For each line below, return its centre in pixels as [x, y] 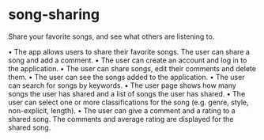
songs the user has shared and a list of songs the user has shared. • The [127, 93]
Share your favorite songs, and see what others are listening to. [111, 36]
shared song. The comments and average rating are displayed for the [121, 119]
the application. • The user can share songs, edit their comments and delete [132, 68]
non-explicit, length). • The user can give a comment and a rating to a [122, 110]
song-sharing [54, 15]
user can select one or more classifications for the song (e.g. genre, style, [128, 102]
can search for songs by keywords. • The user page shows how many [123, 85]
